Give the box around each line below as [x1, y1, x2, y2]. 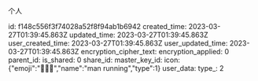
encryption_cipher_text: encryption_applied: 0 [80, 47, 230, 56]
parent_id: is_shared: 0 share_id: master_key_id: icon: [8, 55, 181, 64]
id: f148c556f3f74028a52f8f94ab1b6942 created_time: [8, 22, 187, 31]
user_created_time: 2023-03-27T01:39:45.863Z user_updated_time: [8, 39, 228, 48]
